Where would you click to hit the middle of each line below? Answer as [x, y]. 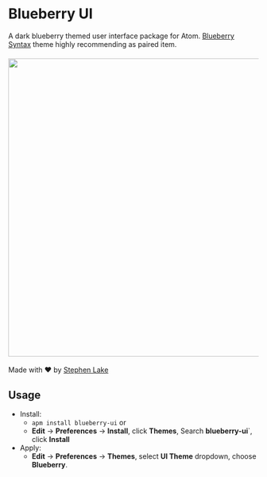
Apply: [30, 448]
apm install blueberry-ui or [79, 422]
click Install [50, 439]
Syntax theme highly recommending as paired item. [93, 44]
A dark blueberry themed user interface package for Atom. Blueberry [121, 36]
